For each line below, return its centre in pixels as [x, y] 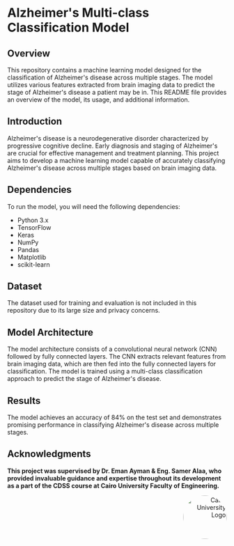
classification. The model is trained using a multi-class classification [105, 371]
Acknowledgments [49, 454]
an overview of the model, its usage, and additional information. [99, 100]
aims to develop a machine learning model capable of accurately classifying [116, 160]
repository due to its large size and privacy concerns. [84, 311]
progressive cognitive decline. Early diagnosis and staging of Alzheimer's [112, 146]
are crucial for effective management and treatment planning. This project [113, 153]
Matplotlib [32, 257]
